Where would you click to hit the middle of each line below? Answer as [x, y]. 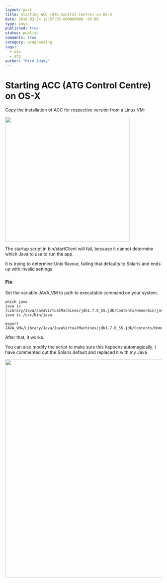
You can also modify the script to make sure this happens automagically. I [81, 347]
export [12, 324]
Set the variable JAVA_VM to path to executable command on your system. [82, 293]
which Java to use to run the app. [39, 254]
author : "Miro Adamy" [28, 61]
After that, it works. [25, 337]
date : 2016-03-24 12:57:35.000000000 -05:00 [52, 19]
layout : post [19, 10]
